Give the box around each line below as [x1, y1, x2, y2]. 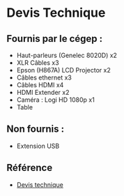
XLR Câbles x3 [16, 59, 60, 67]
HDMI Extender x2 [16, 89, 70, 96]
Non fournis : [6, 123, 65, 135]
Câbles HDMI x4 [16, 81, 64, 89]
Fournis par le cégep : [6, 33, 103, 45]
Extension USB [16, 142, 60, 150]
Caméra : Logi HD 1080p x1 [16, 96, 95, 104]
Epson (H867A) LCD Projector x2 [16, 66, 111, 74]
